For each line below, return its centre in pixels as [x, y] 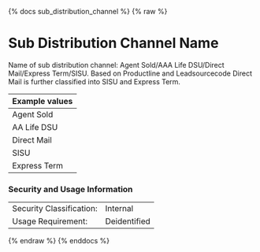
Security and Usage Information [71, 189]
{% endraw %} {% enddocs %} [59, 241]
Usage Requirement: [50, 221]
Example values [43, 101]
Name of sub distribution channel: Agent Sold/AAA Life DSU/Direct [116, 65]
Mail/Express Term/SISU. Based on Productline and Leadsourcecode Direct [130, 73]
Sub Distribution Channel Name [113, 43]
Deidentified [128, 221]
